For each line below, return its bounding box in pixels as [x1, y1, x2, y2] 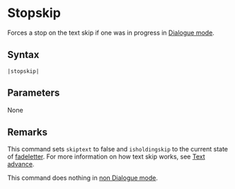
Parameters [7, 87, 60, 99]
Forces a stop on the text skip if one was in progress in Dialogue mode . [7, 28, 214, 37]
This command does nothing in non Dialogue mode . [7, 173, 158, 182]
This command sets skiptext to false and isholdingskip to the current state [7, 145, 229, 154]
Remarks [7, 126, 48, 138]
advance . [7, 160, 35, 168]
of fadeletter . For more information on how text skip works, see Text [7, 152, 205, 161]
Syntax [7, 49, 40, 61]
